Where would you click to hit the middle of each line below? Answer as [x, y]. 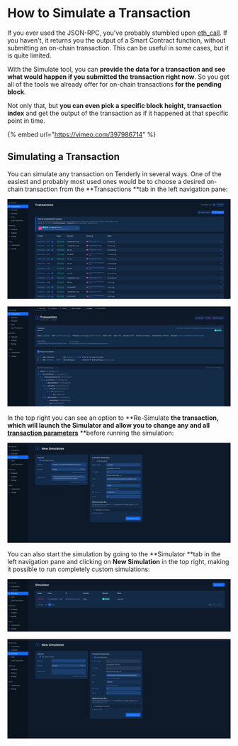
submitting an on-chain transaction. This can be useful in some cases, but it [118, 48]
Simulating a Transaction [64, 157]
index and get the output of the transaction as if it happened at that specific [118, 113]
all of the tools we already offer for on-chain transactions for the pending [114, 84]
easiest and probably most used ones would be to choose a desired [106, 181]
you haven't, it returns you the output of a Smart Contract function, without [117, 40]
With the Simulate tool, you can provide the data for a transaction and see [117, 69]
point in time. [27, 120]
